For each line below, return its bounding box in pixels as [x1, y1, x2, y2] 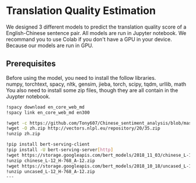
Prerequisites [6, 59, 56, 69]
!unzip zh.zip [6, 131, 41, 137]
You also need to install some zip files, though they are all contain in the [6, 86, 178, 94]
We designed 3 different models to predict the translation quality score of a [6, 23, 187, 30]
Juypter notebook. [6, 93, 51, 100]
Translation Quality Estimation [6, 4, 156, 17]
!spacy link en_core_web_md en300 [6, 110, 90, 115]
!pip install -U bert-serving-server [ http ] [6, 147, 114, 153]
